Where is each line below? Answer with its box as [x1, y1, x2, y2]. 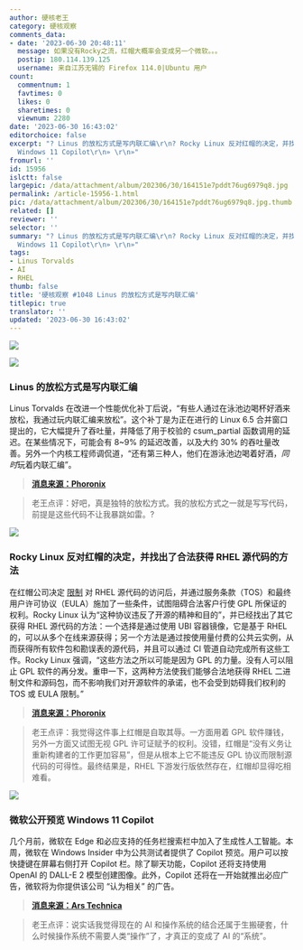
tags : [9, 248, 30, 257]
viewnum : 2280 [17, 114, 70, 123]
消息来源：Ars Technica [31, 900, 123, 911]
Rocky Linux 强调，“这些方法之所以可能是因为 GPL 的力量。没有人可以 [24, 654, 286, 665]
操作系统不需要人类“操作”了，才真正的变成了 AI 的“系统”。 [55, 931, 271, 942]
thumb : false [9, 282, 59, 291]
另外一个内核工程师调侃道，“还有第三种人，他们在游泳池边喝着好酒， [24, 448, 282, 459]
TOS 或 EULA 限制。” [9, 688, 84, 699]
